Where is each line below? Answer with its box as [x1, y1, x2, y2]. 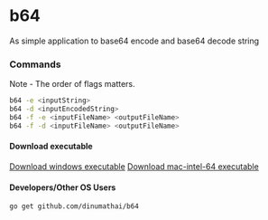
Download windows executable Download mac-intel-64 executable [9, 160, 259, 172]
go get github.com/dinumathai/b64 [9, 202, 140, 211]
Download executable [9, 141, 93, 152]
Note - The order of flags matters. [9, 79, 135, 90]
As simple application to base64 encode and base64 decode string [9, 35, 260, 46]
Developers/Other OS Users [9, 182, 116, 193]
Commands [9, 58, 61, 71]
